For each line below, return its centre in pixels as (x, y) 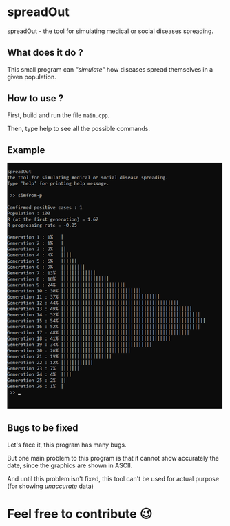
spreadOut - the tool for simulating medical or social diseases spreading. (110, 31)
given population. (32, 77)
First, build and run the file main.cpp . (59, 115)
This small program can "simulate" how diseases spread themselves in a (110, 69)
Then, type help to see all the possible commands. (79, 128)
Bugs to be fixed (43, 428)
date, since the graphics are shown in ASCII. (70, 465)
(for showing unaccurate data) (51, 486)
